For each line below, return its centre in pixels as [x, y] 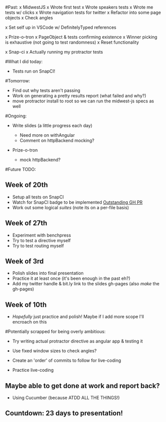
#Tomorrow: [18, 81]
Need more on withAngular [47, 135]
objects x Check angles [29, 18]
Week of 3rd [24, 261]
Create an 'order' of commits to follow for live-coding [67, 360]
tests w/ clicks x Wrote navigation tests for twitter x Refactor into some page [83, 12]
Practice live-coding [33, 370]
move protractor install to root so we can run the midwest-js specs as [83, 101]
